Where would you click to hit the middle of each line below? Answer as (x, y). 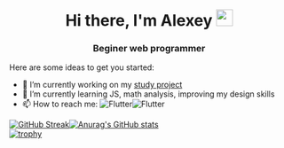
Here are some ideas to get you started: (82, 67)
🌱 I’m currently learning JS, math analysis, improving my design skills (148, 94)
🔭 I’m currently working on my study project (102, 85)
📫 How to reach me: (60, 104)
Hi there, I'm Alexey (139, 21)
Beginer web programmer (149, 49)
